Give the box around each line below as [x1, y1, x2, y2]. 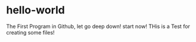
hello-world [6, 3, 66, 17]
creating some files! [6, 29, 55, 36]
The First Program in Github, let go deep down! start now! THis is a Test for [6, 23, 191, 30]
